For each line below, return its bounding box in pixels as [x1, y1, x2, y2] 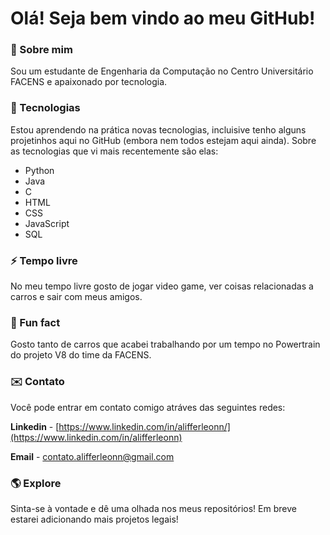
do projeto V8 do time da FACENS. [10, 349, 152, 361]
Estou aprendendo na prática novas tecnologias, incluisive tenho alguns [10, 123, 307, 136]
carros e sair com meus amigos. [10, 291, 143, 303]
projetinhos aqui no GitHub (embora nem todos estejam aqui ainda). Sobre [10, 134, 317, 146]
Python [24, 164, 55, 176]
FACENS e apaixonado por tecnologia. [10, 76, 168, 88]
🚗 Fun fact [10, 316, 61, 329]
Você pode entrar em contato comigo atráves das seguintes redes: [10, 401, 286, 413]
